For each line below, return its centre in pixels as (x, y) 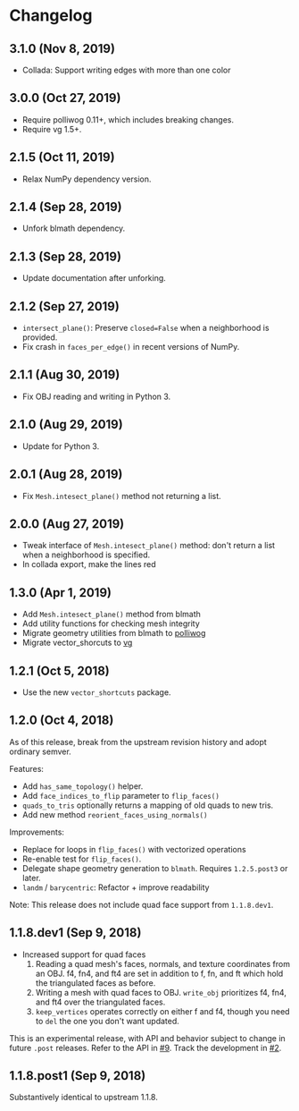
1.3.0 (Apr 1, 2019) (60, 593)
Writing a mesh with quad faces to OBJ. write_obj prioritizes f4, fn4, (161, 992)
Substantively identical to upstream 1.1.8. (83, 1098)
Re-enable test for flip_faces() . (82, 859)
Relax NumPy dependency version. (87, 179)
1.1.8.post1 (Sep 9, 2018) (78, 1076)
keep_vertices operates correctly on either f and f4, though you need (162, 1011)
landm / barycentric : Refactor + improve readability (116, 887)
